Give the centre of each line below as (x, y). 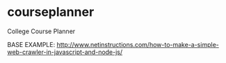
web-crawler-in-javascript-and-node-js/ (65, 52)
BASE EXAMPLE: (31, 44)
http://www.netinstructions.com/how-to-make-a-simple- (138, 44)
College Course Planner (41, 31)
